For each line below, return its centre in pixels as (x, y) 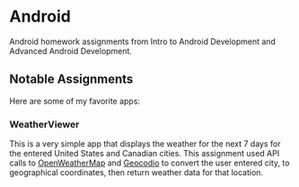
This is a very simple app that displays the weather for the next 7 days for (145, 144)
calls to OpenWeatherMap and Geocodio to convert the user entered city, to (149, 163)
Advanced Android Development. (71, 50)
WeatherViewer (44, 124)
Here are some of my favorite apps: (75, 101)
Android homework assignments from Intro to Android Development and (143, 41)
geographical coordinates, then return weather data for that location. (136, 173)
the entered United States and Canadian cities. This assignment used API (145, 154)
